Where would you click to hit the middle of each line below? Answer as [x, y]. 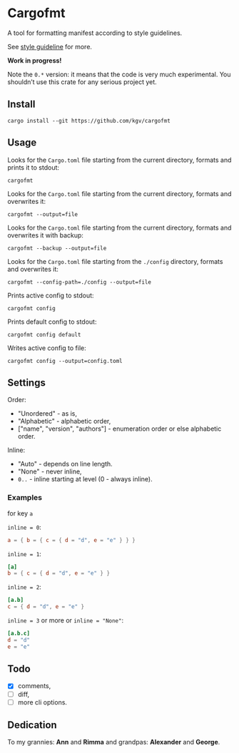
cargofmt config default [44, 334]
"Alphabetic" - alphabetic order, [64, 421]
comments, [34, 686]
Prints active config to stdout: [51, 295]
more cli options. [42, 702]
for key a [20, 513]
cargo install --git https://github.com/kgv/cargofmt [89, 121]
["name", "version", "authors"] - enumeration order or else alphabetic [119, 429]
